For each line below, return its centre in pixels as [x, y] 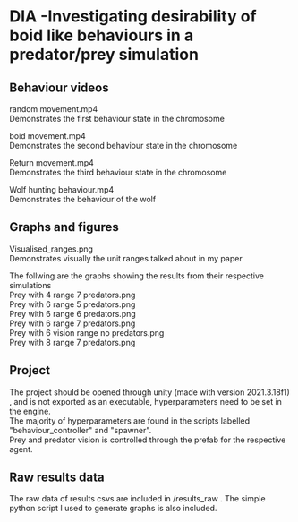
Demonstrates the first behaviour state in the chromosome [117, 119]
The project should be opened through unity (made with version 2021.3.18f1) [150, 392]
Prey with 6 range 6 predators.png [72, 313]
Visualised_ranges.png [51, 249]
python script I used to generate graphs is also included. [113, 509]
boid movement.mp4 [48, 136]
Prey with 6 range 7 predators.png [72, 323]
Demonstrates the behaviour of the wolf [83, 199]
